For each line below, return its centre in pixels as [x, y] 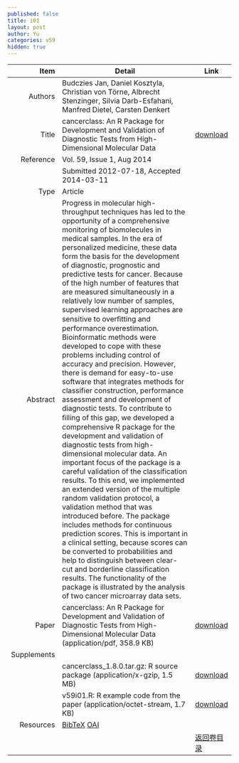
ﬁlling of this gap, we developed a [118, 418]
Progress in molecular [98, 203]
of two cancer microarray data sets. [121, 596]
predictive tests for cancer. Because [122, 274]
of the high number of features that [120, 283]
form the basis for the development [121, 256]
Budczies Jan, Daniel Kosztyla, [113, 83]
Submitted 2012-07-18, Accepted [121, 171]
